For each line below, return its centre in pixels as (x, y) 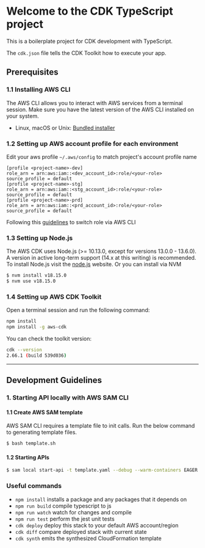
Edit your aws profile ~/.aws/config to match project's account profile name (102, 156)
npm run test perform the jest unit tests (65, 519)
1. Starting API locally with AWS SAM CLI (68, 398)
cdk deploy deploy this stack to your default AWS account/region (97, 525)
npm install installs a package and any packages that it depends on (101, 499)
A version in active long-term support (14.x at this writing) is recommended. (101, 258)
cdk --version (24, 350)
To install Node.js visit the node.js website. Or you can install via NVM (94, 265)
